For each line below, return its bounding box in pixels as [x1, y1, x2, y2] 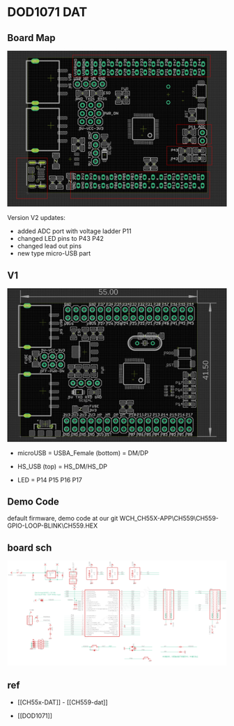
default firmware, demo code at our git [7, 514, 118, 523]
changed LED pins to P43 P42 [17, 235, 104, 243]
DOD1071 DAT [7, 4, 88, 20]
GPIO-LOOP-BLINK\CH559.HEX [7, 521, 98, 530]
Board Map [7, 32, 56, 44]
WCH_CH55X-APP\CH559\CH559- [119, 514, 219, 523]
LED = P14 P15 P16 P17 [17, 475, 82, 484]
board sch [7, 542, 52, 553]
